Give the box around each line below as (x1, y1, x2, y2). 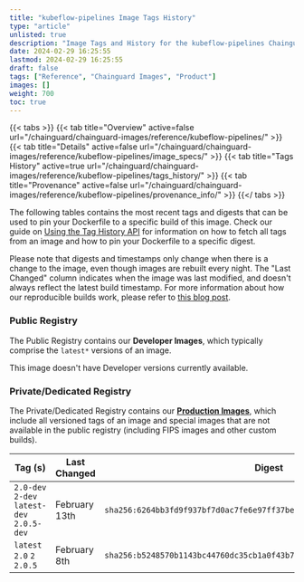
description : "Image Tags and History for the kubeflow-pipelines (9, 38, 265, 48)
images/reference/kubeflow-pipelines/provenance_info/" (9, 189, 222, 200)
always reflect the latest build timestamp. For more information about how (9, 282, 285, 293)
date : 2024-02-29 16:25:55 (9, 47, 111, 56)
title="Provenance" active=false (9, 180, 128, 191)
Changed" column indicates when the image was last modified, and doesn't (9, 272, 291, 283)
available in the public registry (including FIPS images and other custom (9, 425, 277, 435)
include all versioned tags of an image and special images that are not (9, 415, 271, 425)
